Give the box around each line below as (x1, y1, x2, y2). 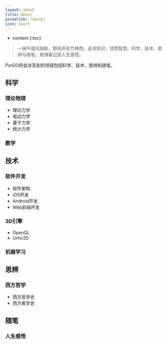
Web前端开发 (12, 204, 40, 210)
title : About (5, 12, 32, 17)
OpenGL (12, 229, 30, 236)
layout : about (5, 7, 35, 13)
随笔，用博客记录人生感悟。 (26, 52, 83, 58)
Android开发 (12, 198, 38, 204)
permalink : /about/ (5, 17, 46, 22)
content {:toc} (12, 35, 41, 41)
